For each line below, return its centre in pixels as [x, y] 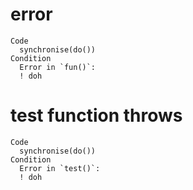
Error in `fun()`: [58, 67]
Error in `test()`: [60, 168]
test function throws [96, 115]
